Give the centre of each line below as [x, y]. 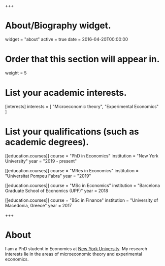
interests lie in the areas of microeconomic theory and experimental [74, 254]
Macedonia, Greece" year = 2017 [39, 205]
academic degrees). [47, 142]
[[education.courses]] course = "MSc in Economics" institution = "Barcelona [82, 185]
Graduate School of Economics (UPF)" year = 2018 [57, 190]
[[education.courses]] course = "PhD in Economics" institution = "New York [82, 155]
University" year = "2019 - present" [41, 161]
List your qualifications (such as [72, 132]
